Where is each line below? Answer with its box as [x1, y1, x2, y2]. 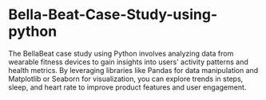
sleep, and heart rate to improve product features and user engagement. [8, 82, 247, 92]
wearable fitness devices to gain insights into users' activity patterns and [8, 57, 249, 67]
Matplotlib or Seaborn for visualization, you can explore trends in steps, [8, 74, 244, 83]
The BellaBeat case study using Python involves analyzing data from [8, 48, 234, 58]
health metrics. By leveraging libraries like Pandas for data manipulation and [8, 65, 259, 75]
